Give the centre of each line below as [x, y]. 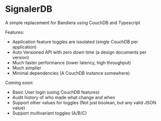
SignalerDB [29, 9]
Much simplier [27, 68]
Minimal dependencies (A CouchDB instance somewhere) [71, 73]
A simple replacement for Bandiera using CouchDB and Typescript [73, 23]
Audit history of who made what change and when [63, 97]
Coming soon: [19, 83]
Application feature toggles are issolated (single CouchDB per [75, 42]
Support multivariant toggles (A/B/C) [50, 113]
